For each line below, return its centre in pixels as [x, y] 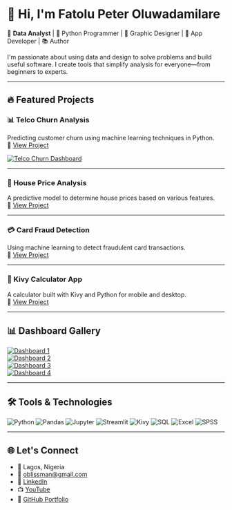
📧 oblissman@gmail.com [52, 474]
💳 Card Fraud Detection [48, 229]
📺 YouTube [33, 489]
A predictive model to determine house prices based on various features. [111, 198]
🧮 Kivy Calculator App [45, 279]
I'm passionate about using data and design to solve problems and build [109, 57]
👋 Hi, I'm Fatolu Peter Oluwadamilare [114, 14]
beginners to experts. [38, 71]
